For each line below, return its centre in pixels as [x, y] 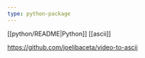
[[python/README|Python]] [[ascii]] [59, 34]
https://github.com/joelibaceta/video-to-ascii [73, 47]
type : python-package [39, 14]
